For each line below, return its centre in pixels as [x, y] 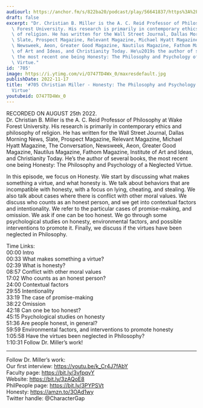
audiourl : [19, 12]
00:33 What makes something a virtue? [55, 259]
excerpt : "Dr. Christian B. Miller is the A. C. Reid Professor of [93, 23]
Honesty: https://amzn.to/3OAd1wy [50, 392]
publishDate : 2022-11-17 [37, 79]
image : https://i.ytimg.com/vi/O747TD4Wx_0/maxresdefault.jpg [86, 74]
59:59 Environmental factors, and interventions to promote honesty [90, 329]
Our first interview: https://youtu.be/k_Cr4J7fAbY [67, 366]
